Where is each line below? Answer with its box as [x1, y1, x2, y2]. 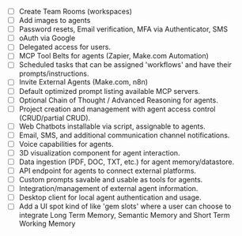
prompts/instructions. [18, 69, 89, 78]
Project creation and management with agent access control [18, 104, 216, 114]
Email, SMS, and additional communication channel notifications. [18, 130, 230, 140]
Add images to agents [18, 16, 91, 25]
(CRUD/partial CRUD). [18, 113, 91, 122]
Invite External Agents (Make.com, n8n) [18, 77, 148, 87]
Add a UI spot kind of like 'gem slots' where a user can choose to [18, 201, 232, 212]
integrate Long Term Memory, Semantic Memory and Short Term [18, 211, 230, 220]
